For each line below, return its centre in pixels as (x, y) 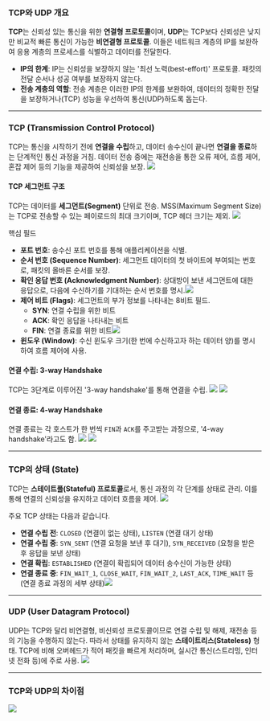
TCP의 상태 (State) (44, 469)
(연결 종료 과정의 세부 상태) (62, 583)
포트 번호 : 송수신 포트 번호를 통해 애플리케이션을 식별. (103, 250)
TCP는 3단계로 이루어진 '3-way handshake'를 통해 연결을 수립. (108, 390)
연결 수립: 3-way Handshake (55, 371)
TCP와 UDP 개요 (39, 12)
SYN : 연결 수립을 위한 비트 (74, 310)
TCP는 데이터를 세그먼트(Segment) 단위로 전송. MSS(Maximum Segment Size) (135, 206)
